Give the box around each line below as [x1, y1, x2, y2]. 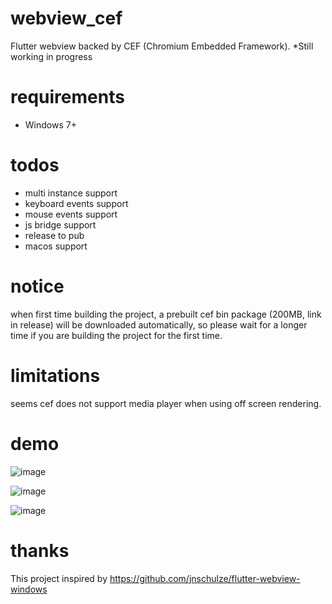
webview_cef [10, 7, 123, 30]
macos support [24, 240, 88, 252]
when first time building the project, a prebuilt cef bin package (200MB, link [10, 308, 322, 320]
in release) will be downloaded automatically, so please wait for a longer [10, 318, 308, 331]
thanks [10, 539, 70, 562]
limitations [10, 364, 101, 387]
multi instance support [24, 187, 118, 199]
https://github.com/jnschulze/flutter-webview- [109, 572, 301, 584]
